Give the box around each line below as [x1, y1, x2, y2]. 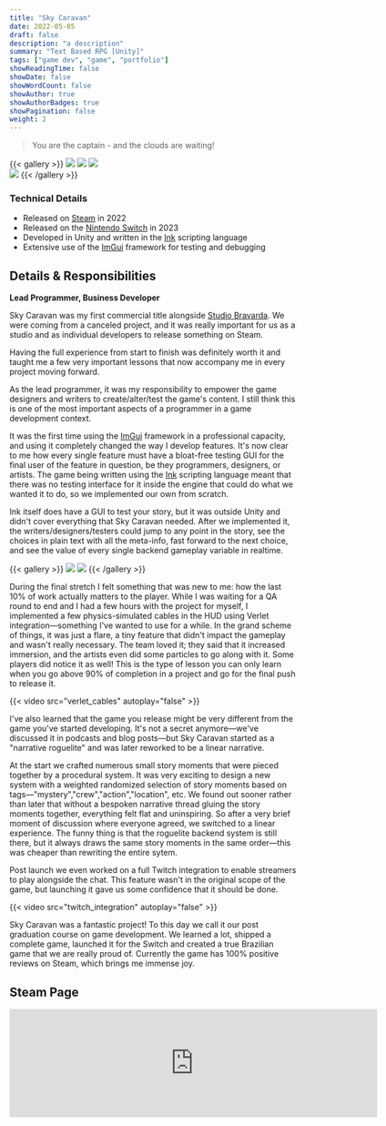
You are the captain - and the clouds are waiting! [31, 140, 215, 151]
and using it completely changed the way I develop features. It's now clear [9, 441, 289, 451]
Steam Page [9, 984, 79, 999]
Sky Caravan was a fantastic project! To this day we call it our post [9, 919, 259, 930]
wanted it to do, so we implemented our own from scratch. [9, 489, 229, 500]
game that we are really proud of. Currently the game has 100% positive [9, 948, 279, 959]
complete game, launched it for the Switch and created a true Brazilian [9, 938, 274, 949]
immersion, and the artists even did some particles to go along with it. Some [9, 649, 294, 660]
